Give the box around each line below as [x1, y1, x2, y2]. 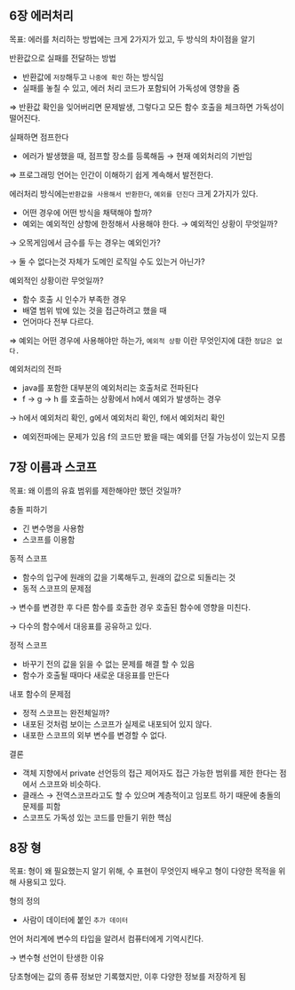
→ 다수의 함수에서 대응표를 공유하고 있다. [9, 621, 153, 632]
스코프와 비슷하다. [38, 778, 101, 789]
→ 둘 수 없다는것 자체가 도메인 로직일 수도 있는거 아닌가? [9, 256, 206, 267]
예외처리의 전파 [9, 363, 62, 374]
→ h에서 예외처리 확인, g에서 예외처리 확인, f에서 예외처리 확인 [9, 412, 226, 423]
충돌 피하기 [9, 503, 48, 514]
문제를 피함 [21, 801, 61, 811]
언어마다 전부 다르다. [21, 316, 94, 326]
